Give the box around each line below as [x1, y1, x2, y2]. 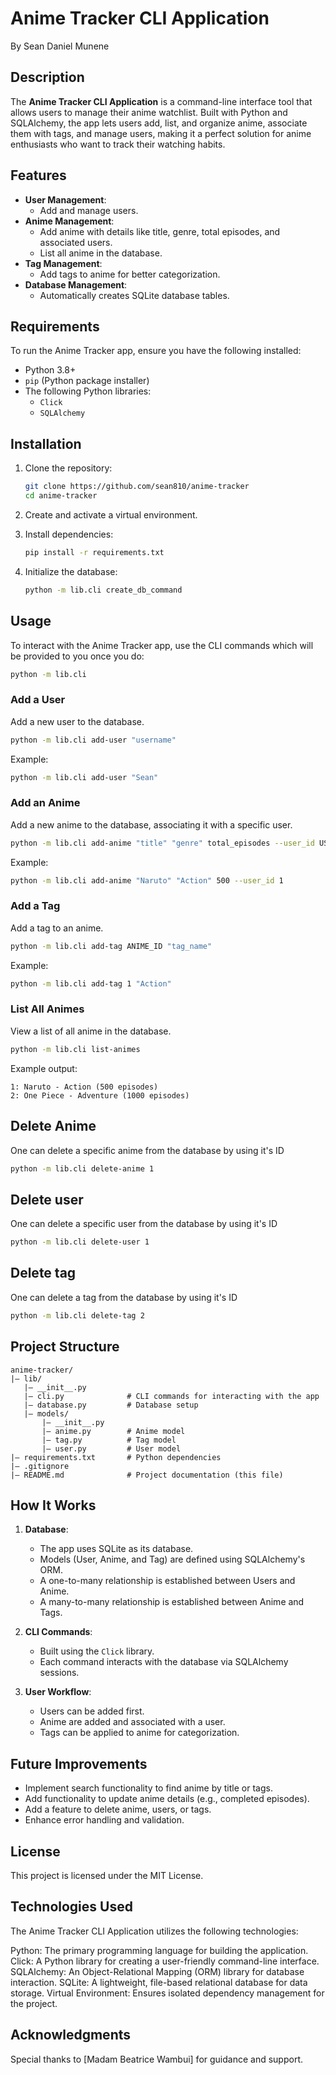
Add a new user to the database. [10, 715, 145, 727]
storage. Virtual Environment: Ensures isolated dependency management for [10, 1987, 325, 1999]
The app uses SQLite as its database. [39, 1543, 194, 1555]
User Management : [24, 193, 107, 206]
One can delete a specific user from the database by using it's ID [10, 1218, 278, 1230]
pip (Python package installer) [24, 375, 150, 387]
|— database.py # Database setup [23, 1400, 199, 1410]
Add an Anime [10, 796, 81, 810]
